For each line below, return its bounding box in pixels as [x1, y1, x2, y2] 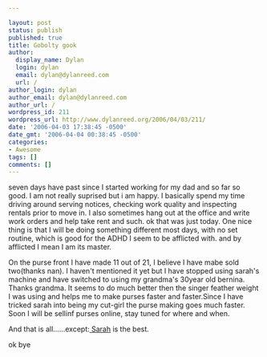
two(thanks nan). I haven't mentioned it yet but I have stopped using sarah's [8, 266, 260, 276]
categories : [8, 138, 48, 146]
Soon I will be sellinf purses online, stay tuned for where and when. [8, 309, 230, 318]
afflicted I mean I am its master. [8, 242, 112, 252]
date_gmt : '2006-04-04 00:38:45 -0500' [8, 131, 142, 139]
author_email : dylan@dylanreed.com [8, 93, 127, 101]
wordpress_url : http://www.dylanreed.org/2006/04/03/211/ [8, 116, 206, 124]
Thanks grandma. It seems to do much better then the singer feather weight [8, 283, 259, 293]
